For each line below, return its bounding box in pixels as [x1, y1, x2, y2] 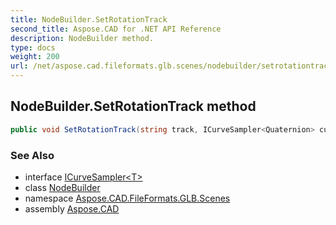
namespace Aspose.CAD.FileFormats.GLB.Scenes [24, 192, 231, 204]
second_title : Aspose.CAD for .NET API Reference [10, 24, 222, 34]
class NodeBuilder [24, 181, 101, 193]
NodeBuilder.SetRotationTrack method [10, 98, 257, 115]
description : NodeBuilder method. [10, 33, 155, 43]
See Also [10, 148, 55, 162]
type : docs [10, 42, 56, 53]
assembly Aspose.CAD [24, 202, 120, 215]
